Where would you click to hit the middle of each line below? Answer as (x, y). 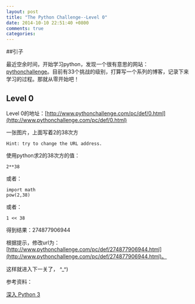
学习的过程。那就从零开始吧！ (43, 79)
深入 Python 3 (23, 294)
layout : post (22, 12)
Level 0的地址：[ (26, 113)
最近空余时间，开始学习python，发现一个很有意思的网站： (77, 64)
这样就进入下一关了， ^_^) (37, 269)
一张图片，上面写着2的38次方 (42, 132)
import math (21, 190)
